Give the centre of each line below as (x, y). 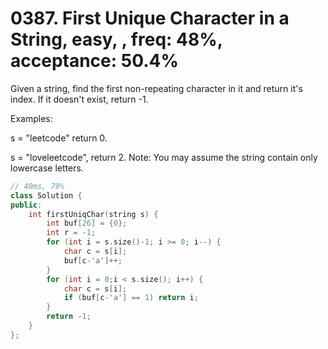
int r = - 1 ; (71, 233)
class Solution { (46, 195)
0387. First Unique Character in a (150, 18)
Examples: (31, 118)
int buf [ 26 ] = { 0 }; (87, 223)
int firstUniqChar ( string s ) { (93, 214)
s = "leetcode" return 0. (59, 138)
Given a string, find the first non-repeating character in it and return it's (156, 88)
